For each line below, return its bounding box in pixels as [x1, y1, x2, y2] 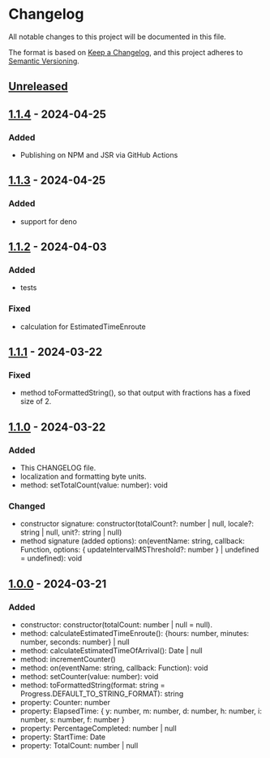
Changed [8, 500, 46, 512]
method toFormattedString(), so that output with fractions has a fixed [19, 388, 251, 398]
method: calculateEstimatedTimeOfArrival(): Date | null [19, 646, 203, 656]
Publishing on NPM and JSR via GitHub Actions [19, 150, 178, 160]
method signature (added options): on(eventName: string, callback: [19, 536, 245, 546]
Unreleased [8, 80, 69, 93]
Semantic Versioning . [8, 56, 79, 66]
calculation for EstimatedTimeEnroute [19, 322, 146, 331]
